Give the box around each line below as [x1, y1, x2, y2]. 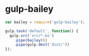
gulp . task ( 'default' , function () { [5, 28, 79, 33]
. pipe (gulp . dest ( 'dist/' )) [14, 42, 70, 47]
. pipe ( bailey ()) [14, 38, 48, 43]
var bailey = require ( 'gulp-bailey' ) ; [5, 20, 85, 25]
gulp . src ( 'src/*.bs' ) [9, 33, 54, 38]
